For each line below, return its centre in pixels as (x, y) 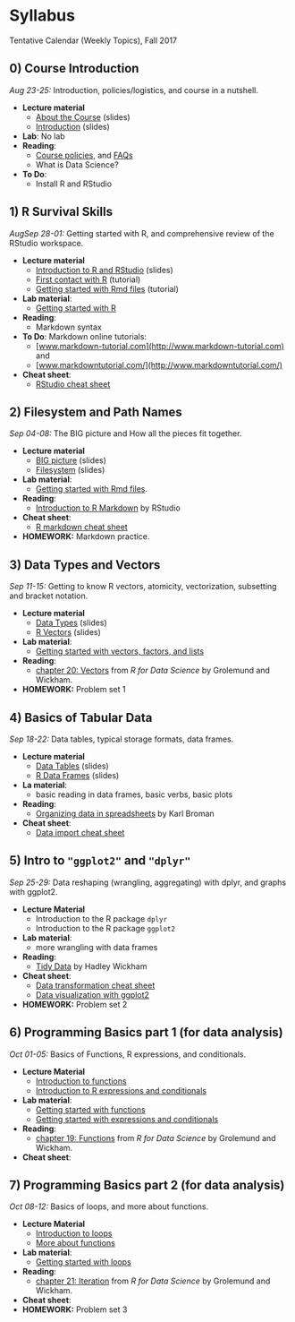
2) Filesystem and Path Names (96, 412)
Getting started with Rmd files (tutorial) (107, 288)
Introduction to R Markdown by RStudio (108, 508)
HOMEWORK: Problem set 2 (75, 1004)
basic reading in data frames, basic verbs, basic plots (134, 794)
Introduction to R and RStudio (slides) (105, 270)
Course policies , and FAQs (84, 155)
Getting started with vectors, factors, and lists (119, 651)
